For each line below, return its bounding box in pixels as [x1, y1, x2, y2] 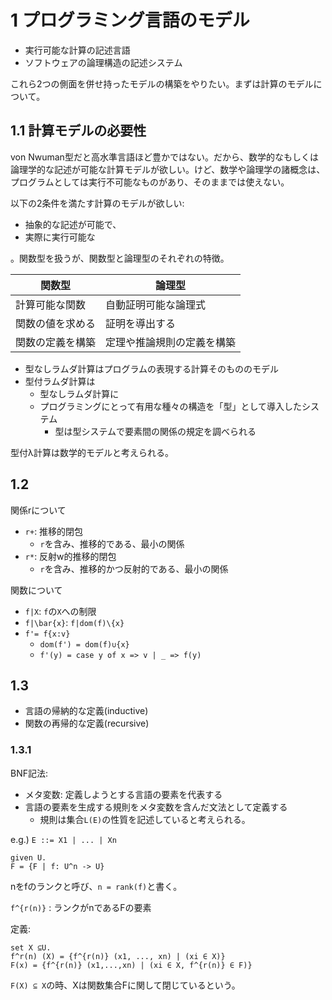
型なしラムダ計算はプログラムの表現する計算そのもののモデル [24, 362, 279, 375]
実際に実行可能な [24, 231, 96, 243]
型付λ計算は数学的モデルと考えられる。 [10, 446, 174, 458]
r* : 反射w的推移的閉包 [24, 550, 117, 562]
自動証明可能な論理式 [105, 297, 207, 311]
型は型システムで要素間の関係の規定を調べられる [54, 425, 257, 437]
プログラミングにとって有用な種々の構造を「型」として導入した [39, 400, 303, 412]
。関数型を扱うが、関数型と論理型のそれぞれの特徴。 [10, 252, 230, 264]
